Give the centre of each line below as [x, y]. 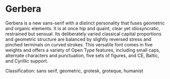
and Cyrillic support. [27, 61]
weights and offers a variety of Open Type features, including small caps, [83, 50]
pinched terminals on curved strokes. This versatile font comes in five [79, 44]
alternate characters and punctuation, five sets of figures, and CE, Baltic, [82, 55]
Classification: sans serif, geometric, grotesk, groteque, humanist [74, 71]
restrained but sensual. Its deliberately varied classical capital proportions [83, 34]
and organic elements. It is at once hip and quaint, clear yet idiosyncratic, [83, 28]
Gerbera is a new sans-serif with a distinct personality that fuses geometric [85, 23]
